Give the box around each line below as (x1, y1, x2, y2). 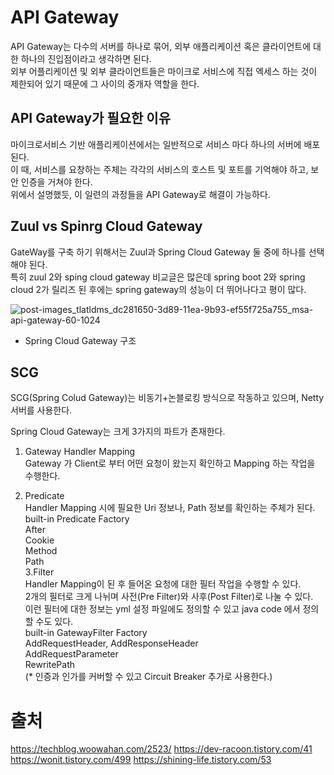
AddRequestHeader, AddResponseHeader (24, 637, 199, 650)
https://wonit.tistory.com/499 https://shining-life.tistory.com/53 (10, 754, 272, 766)
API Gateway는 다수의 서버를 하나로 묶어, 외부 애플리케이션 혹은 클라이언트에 (10, 40, 312, 52)
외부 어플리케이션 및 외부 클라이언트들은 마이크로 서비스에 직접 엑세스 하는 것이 (10, 65, 318, 77)
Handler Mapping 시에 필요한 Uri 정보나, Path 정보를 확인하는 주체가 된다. (24, 502, 316, 514)
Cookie (24, 534, 55, 546)
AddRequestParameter (24, 648, 119, 660)
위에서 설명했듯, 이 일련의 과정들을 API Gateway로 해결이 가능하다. (10, 188, 271, 200)
